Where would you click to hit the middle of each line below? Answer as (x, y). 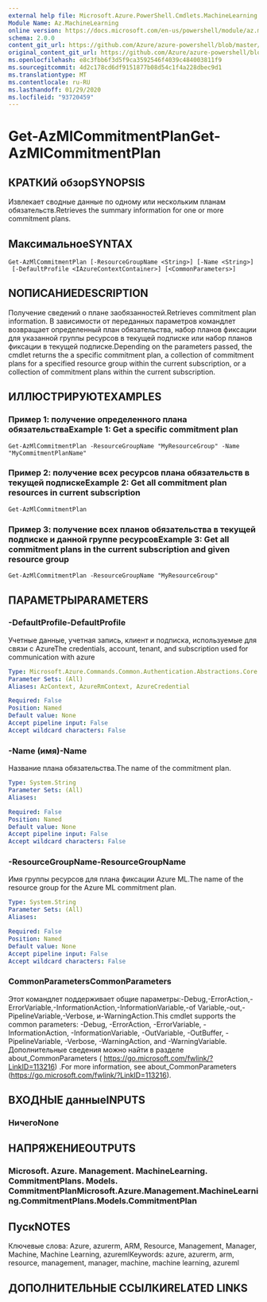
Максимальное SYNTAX (71, 244)
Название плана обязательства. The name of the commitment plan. (120, 768)
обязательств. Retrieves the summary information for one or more (116, 210)
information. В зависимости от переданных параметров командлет (122, 321)
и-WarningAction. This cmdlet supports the (166, 1015)
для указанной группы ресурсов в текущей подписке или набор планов (130, 338)
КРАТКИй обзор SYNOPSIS (77, 183)
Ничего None (34, 1123)
